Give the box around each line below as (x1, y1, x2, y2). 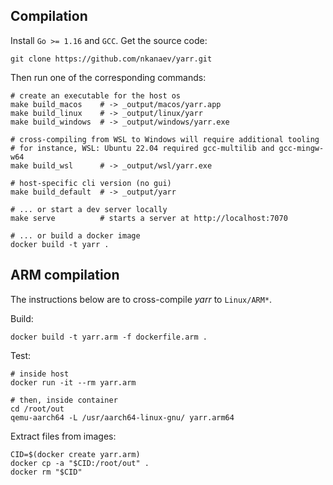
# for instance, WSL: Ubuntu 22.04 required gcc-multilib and (10, 143, 275, 153)
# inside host (10, 369, 70, 379)
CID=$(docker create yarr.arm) (10, 449, 141, 459)
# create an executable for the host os (10, 90, 182, 101)
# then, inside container (10, 395, 118, 405)
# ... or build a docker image (10, 230, 141, 241)
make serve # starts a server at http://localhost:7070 (10, 213, 288, 223)
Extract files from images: (10, 430, 117, 442)
